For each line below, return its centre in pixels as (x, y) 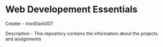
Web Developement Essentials (72, 9)
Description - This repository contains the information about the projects (82, 33)
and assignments (24, 39)
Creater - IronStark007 (29, 24)
